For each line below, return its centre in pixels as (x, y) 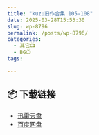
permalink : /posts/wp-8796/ (48, 33)
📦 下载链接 (32, 94)
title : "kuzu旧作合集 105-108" (50, 13)
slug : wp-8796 (28, 26)
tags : (15, 59)
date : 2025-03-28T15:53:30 (46, 20)
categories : (24, 39)
